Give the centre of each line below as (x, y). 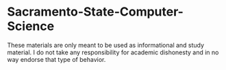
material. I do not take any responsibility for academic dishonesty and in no (113, 52)
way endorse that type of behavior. (56, 59)
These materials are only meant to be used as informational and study (105, 45)
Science (31, 26)
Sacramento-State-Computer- (95, 12)
